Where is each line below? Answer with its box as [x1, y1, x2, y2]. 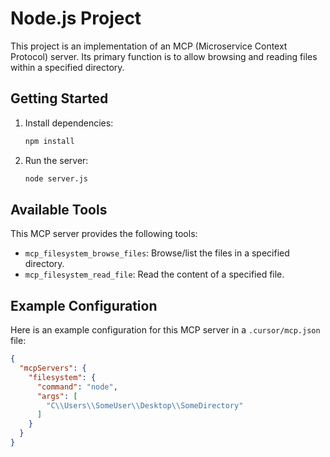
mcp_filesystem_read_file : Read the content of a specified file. [24, 268, 285, 281]
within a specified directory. [10, 61, 125, 73]
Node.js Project [10, 7, 142, 30]
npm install [24, 136, 75, 146]
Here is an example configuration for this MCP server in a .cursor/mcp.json [10, 324, 321, 336]
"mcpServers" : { [19, 363, 87, 373]
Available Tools [10, 201, 108, 218]
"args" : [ [36, 391, 78, 401]
